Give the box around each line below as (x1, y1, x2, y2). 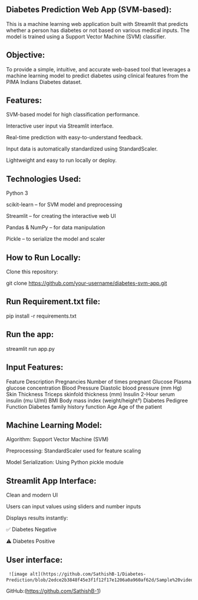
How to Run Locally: (6, 252, 81, 262)
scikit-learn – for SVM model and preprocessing (6, 201, 123, 208)
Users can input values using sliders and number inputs (6, 503, 141, 510)
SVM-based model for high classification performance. (6, 111, 140, 118)
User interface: (6, 555, 63, 565)
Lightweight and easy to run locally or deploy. (6, 156, 117, 164)
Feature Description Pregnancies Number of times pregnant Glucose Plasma (6, 378, 192, 385)
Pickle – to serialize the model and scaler (6, 236, 105, 243)
